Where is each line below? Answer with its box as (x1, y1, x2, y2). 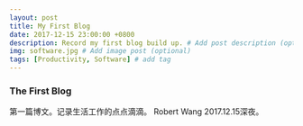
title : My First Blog (9, 22, 91, 31)
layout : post (9, 13, 59, 22)
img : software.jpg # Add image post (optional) (9, 47, 192, 56)
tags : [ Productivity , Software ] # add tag (9, 55, 171, 64)
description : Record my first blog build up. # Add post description (9, 38, 277, 48)
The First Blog (9, 85, 72, 97)
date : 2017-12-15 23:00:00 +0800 (9, 30, 135, 39)
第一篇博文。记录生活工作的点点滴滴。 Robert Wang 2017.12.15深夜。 (9, 106, 264, 117)
